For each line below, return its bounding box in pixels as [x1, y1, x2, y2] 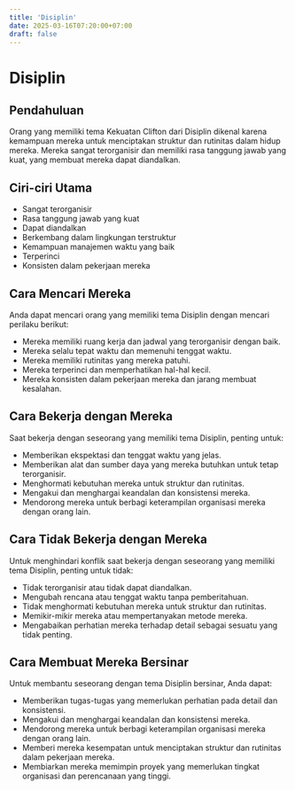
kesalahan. [21, 383, 62, 394]
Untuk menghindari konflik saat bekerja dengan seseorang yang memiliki [9, 555, 276, 566]
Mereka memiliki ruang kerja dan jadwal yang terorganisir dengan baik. [21, 336, 281, 347]
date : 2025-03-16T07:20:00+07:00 [9, 21, 133, 30]
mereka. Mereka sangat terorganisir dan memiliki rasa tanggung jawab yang [9, 145, 286, 156]
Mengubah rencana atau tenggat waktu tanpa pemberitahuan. [21, 591, 249, 602]
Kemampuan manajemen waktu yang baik [21, 241, 175, 253]
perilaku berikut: [9, 319, 69, 329]
